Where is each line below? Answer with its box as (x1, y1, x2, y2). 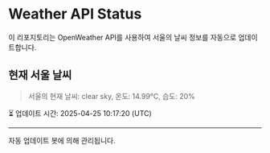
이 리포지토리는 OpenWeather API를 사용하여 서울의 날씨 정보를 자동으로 (8, 32, 237, 42)
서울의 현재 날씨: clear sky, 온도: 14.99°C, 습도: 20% (27, 91, 195, 101)
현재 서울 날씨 (8, 68, 72, 82)
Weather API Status (8, 5, 142, 23)
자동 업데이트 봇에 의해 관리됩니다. (8, 135, 116, 145)
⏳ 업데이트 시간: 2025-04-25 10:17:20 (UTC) (8, 108, 153, 118)
